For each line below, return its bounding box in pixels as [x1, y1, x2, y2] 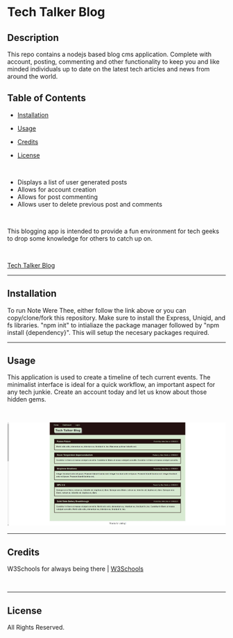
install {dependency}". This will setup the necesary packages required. [7, 328, 209, 336]
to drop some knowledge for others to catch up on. [7, 234, 153, 243]
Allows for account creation [17, 185, 96, 193]
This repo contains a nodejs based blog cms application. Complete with [7, 50, 212, 58]
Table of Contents [7, 92, 87, 104]
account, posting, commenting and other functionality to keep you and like [7, 58, 220, 66]
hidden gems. [7, 395, 46, 404]
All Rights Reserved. [7, 623, 64, 631]
